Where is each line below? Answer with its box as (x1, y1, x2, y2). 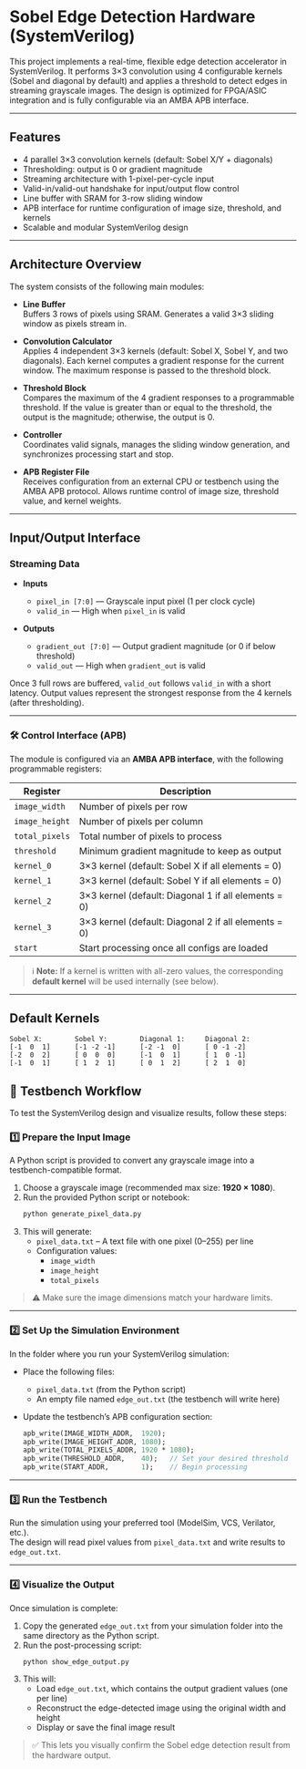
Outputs (22, 623, 55, 635)
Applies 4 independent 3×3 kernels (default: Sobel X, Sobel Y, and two (22, 345, 289, 357)
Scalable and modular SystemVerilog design (22, 222, 189, 233)
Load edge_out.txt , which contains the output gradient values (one (36, 1683, 289, 1694)
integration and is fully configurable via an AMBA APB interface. (9, 94, 249, 106)
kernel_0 (14, 860, 52, 871)
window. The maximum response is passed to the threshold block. (22, 365, 271, 376)
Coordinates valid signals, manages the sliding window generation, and (22, 439, 291, 450)
